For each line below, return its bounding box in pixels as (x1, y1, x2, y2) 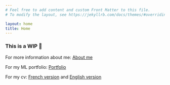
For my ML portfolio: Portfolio (5, 64, 67, 70)
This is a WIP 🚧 (5, 42, 42, 50)
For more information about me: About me (5, 54, 93, 60)
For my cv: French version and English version (5, 74, 102, 80)
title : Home (5, 26, 30, 31)
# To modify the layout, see (5, 12, 67, 17)
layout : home (5, 21, 33, 26)
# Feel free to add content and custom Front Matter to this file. (5, 7, 151, 13)
